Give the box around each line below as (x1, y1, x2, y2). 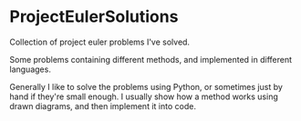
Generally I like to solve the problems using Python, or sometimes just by (9, 81, 283, 92)
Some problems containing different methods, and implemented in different (9, 54, 293, 65)
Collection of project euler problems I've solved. (9, 36, 190, 47)
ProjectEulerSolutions (9, 6, 179, 27)
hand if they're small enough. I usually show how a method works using (9, 91, 278, 102)
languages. (9, 64, 52, 75)
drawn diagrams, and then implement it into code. (9, 100, 196, 111)
